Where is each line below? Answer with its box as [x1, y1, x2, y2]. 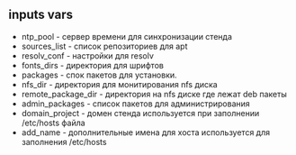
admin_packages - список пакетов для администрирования [21, 98, 251, 109]
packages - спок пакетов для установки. [21, 69, 177, 80]
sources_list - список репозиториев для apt [21, 41, 188, 51]
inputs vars [8, 7, 74, 23]
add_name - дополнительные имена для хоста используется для [21, 126, 271, 138]
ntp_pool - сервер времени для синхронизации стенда [21, 31, 233, 41]
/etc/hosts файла [21, 117, 86, 128]
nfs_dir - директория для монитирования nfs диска [21, 78, 218, 89]
